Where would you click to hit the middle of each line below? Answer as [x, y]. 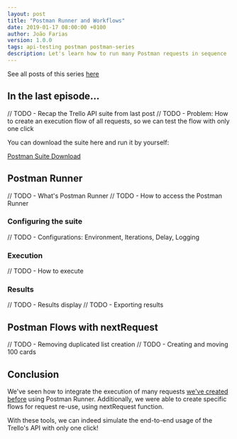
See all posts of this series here [53, 74]
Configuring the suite [45, 221]
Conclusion [33, 374]
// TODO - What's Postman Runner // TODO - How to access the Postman [115, 196]
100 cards [22, 352]
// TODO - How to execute [45, 271]
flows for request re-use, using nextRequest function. [86, 407]
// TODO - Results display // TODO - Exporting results [86, 305]
